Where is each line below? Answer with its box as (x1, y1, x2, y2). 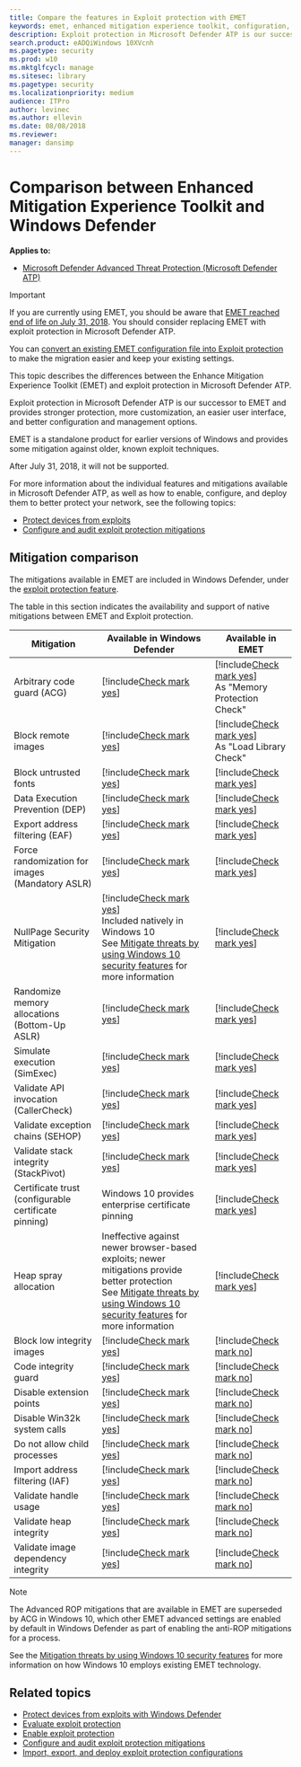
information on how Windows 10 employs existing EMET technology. (9, 1659, 262, 1670)
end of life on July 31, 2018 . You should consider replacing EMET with (9, 316, 266, 327)
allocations (13, 1007, 60, 1020)
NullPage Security (13, 925, 90, 938)
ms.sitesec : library (9, 72, 87, 81)
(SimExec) (13, 1066, 58, 1079)
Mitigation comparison (9, 550, 139, 566)
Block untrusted (13, 765, 81, 778)
